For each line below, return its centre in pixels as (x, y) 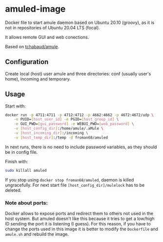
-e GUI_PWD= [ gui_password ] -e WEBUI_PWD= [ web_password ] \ (74, 124)
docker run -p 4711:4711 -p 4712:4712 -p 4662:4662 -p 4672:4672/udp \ (79, 115)
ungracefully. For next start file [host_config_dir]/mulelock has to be (75, 185)
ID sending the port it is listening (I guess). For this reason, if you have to (78, 223)
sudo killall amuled (26, 170)
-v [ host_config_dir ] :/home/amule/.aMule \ (59, 129)
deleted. (13, 190)
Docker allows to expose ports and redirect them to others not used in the (79, 213)
